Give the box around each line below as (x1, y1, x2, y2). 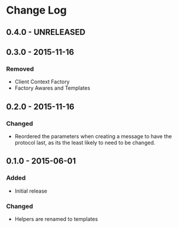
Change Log (6, 4, 67, 17)
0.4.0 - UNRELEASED (6, 27, 86, 37)
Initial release (14, 187, 47, 194)
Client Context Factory (14, 78, 70, 86)
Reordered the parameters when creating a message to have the (14, 132, 172, 139)
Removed (6, 64, 34, 73)
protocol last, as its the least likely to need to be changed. (14, 139, 156, 146)
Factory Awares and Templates (14, 84, 90, 92)
